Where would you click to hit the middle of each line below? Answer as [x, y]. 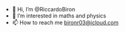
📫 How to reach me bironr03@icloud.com [65, 22]
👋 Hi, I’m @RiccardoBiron [44, 9]
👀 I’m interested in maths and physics [59, 16]
